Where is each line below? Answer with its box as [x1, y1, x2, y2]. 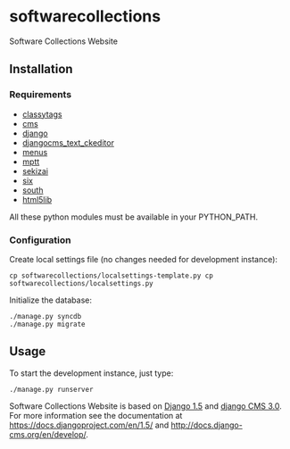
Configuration [9, 234, 71, 246]
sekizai [21, 165, 49, 176]
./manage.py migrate [9, 320, 87, 328]
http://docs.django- [170, 420, 243, 430]
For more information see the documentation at [9, 410, 183, 420]
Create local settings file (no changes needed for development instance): [9, 254, 278, 264]
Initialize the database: [9, 295, 92, 305]
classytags [21, 109, 62, 120]
